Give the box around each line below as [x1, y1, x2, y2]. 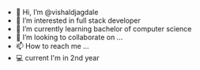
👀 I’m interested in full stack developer [15, 16, 141, 25]
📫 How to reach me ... [15, 42, 89, 50]
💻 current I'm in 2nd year [15, 53, 100, 62]
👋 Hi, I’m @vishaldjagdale [15, 8, 99, 17]
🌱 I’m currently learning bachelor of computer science [15, 24, 192, 33]
